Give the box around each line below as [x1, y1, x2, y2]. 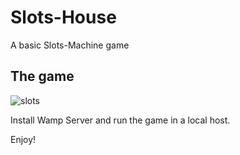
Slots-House [10, 6, 117, 29]
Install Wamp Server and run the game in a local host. [10, 114, 231, 126]
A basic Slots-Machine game [10, 39, 130, 51]
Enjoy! [10, 133, 37, 145]
